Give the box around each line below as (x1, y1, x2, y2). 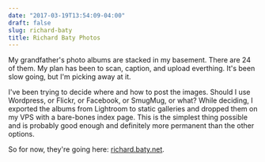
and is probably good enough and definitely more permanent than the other (8, 121, 255, 130)
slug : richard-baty (8, 26, 73, 34)
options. (8, 130, 36, 139)
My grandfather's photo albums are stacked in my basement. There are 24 (8, 55, 252, 65)
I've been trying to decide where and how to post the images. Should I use (8, 88, 251, 97)
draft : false (8, 19, 51, 27)
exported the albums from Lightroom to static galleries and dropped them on (8, 104, 258, 114)
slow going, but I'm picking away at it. (8, 72, 132, 81)
